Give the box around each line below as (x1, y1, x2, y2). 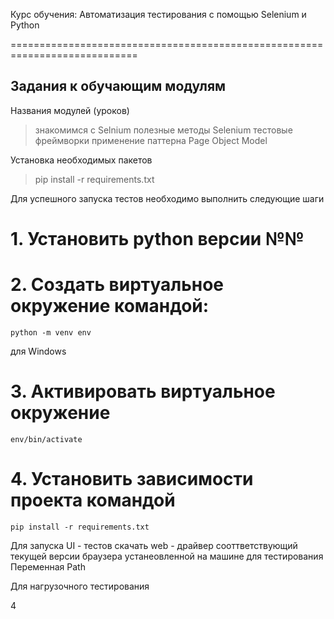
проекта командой (10, 489, 176, 512)
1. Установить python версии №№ (10, 228, 305, 250)
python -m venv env (10, 327, 92, 338)
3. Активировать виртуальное (10, 380, 276, 403)
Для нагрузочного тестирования (10, 580, 150, 592)
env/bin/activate (10, 434, 83, 444)
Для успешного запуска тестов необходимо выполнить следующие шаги (10, 192, 325, 204)
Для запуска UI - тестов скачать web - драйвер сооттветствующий (10, 539, 298, 551)
